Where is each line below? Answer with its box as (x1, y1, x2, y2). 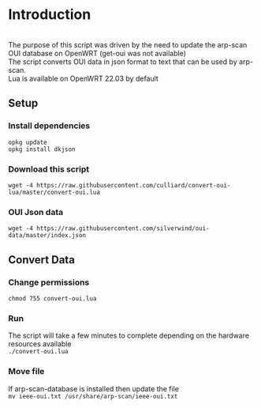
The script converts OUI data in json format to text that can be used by (8, 57, 238, 66)
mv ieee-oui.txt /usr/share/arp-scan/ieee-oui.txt (8, 392, 178, 400)
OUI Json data (8, 206, 64, 217)
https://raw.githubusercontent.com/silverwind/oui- (36, 225, 211, 232)
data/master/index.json (8, 232, 87, 240)
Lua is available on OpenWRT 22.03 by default (8, 74, 159, 83)
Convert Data (8, 253, 75, 266)
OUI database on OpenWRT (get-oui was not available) (8, 48, 187, 58)
